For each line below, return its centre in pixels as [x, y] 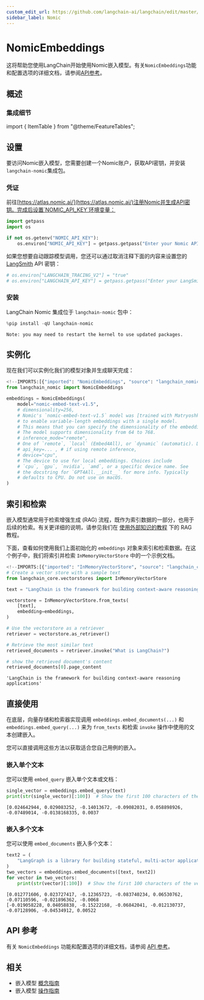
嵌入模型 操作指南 [37, 991]
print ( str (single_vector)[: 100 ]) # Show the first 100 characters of [97, 797]
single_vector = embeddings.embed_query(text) [66, 791]
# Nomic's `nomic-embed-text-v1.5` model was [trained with [95, 415]
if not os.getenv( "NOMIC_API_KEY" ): [53, 238]
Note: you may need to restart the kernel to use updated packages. [95, 334]
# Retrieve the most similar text [50, 645]
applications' [24, 684]
